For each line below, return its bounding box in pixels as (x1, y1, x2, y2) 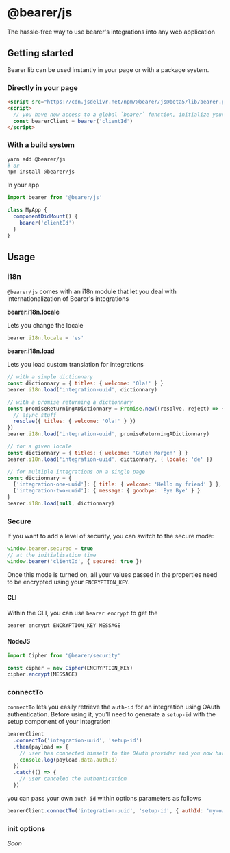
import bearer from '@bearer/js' (7, 194, 103, 201)
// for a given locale (7, 443, 72, 451)
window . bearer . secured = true (7, 545, 94, 552)
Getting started (7, 47, 74, 59)
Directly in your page (7, 82, 79, 92)
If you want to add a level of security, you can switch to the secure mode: (7, 532, 214, 541)
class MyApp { (7, 207, 48, 214)
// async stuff (13, 411, 57, 418)
